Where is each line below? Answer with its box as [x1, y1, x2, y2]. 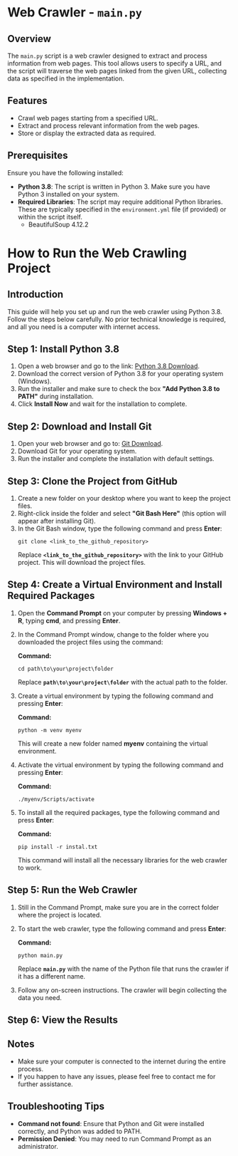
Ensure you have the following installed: [7, 168, 124, 177]
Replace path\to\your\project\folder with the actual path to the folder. [17, 677, 228, 686]
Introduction [7, 288, 64, 301]
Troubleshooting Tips [7, 1100, 105, 1113]
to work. [17, 863, 43, 872]
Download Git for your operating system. [17, 447, 137, 456]
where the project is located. [17, 910, 102, 919]
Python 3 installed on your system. [17, 189, 119, 198]
